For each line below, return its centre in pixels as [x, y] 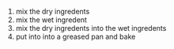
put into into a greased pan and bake [76, 36]
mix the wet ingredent [51, 20]
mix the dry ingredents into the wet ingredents [91, 28]
